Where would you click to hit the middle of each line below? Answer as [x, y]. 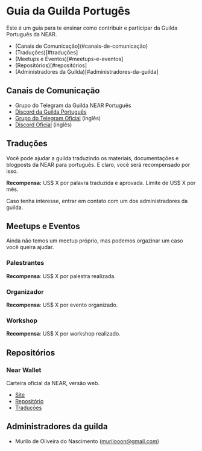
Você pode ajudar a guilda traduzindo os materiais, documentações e [93, 158]
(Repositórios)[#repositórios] [51, 65]
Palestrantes [25, 263]
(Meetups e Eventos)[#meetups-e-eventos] [69, 59]
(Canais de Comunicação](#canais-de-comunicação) [81, 46]
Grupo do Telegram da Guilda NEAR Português [73, 105]
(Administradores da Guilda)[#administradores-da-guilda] [87, 71]
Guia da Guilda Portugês [68, 11]
